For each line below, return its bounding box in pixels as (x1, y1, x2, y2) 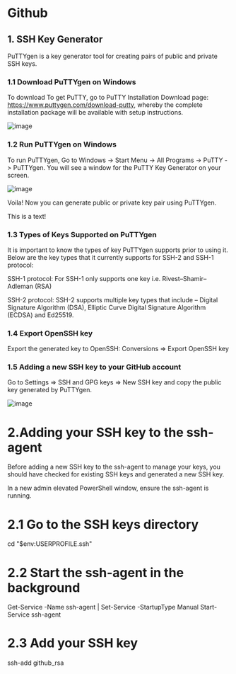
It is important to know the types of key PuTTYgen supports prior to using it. (7, 246, 228, 254)
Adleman (7, 282, 34, 290)
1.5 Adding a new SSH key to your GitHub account (7, 362, 182, 372)
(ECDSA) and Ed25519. (7, 310, 74, 319)
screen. (7, 171, 30, 179)
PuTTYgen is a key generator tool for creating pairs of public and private (7, 52, 218, 60)
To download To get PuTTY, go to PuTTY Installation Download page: (7, 93, 209, 102)
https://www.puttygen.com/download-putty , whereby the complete (7, 101, 203, 109)
